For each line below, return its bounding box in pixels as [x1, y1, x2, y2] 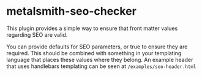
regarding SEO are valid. [6, 31, 68, 38]
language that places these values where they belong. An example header [6, 56, 193, 63]
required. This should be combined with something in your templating [6, 49, 182, 56]
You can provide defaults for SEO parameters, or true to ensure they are [6, 43, 188, 50]
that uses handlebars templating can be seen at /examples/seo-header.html [6, 63, 196, 70]
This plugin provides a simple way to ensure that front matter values [6, 25, 178, 32]
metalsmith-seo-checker [6, 4, 137, 18]
